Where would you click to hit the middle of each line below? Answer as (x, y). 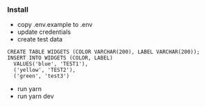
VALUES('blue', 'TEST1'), (51, 64)
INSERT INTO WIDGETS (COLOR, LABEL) (60, 58)
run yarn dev (35, 96)
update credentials (44, 32)
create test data (40, 39)
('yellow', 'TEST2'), (45, 70)
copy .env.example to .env (55, 25)
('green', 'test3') (42, 76)
